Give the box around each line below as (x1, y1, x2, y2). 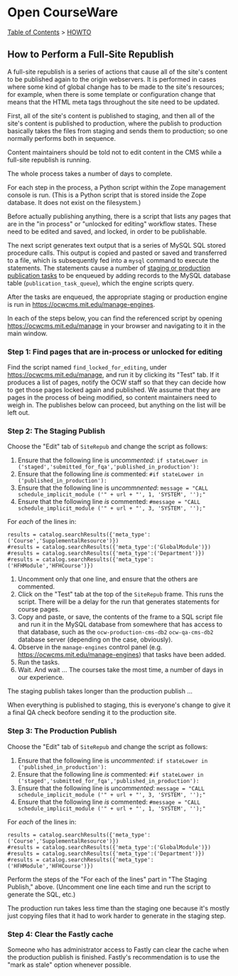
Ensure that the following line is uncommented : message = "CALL (17, 784, 205, 792)
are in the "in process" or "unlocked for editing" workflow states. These (7, 219, 217, 228)
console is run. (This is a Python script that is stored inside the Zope (7, 190, 207, 199)
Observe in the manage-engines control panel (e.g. (17, 643, 163, 651)
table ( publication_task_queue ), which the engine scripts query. (7, 278, 194, 287)
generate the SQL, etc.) (7, 890, 76, 898)
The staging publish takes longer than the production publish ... (7, 687, 193, 696)
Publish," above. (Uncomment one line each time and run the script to (7, 882, 211, 891)
